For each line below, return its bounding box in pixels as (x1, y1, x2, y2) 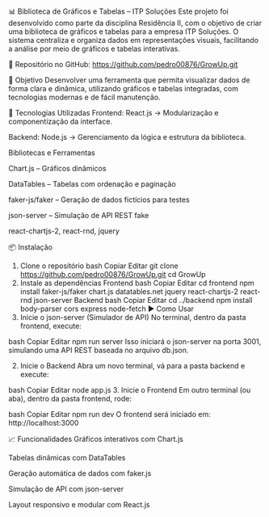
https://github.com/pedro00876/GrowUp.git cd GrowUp (19, 270, 206, 279)
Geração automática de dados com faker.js (8, 469, 152, 478)
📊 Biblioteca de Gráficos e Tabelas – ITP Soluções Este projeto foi (8, 6, 229, 16)
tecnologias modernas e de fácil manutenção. (8, 92, 161, 102)
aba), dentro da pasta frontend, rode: (8, 394, 132, 403)
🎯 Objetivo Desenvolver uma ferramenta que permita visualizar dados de (8, 75, 250, 85)
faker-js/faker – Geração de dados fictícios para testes (8, 195, 190, 204)
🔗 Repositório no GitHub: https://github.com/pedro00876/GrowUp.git (8, 60, 238, 69)
